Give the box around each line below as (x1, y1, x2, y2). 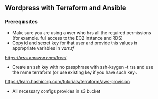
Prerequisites (5, 19, 38, 25)
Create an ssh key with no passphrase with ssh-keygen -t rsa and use (12, 64, 153, 70)
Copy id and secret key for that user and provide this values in (12, 40, 138, 46)
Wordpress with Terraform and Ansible (5, 4, 126, 12)
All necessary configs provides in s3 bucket (12, 88, 101, 94)
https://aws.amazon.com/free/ (5, 55, 67, 60)
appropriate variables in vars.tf (12, 45, 74, 51)
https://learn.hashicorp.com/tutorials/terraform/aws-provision (5, 79, 130, 84)
